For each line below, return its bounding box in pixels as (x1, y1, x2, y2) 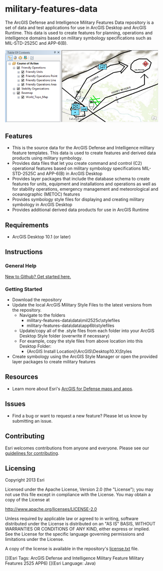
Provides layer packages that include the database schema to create (12, 176, 150, 182)
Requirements (5, 221, 49, 229)
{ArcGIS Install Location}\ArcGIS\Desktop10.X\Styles (26, 349, 132, 355)
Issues (5, 400, 26, 408)
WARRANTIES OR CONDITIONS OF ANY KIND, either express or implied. (5, 526, 150, 532)
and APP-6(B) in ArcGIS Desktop (37, 171, 103, 177)
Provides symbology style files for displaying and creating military (12, 196, 145, 202)
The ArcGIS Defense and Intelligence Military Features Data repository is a (5, 19, 154, 25)
